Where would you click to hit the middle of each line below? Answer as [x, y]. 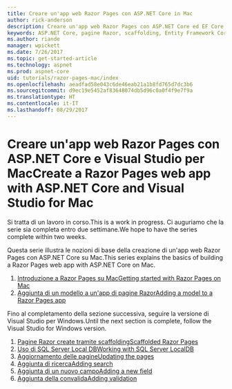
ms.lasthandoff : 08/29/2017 [48, 110]
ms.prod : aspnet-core [38, 71]
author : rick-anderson [40, 20]
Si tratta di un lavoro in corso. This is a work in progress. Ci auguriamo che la [116, 222]
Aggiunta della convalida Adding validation [77, 378]
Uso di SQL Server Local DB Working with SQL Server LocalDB [106, 349]
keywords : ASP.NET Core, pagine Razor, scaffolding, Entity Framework [111, 33]
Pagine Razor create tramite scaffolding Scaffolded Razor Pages [108, 341]
